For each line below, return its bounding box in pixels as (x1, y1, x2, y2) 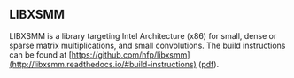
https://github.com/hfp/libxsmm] (71, 49, 190, 60)
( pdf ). (197, 58, 220, 69)
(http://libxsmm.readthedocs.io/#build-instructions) (9, 58, 197, 69)
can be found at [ (9, 49, 73, 60)
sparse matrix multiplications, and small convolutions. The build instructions (9, 40, 286, 51)
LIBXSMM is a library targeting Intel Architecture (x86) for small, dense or (9, 30, 277, 41)
